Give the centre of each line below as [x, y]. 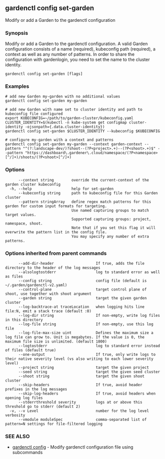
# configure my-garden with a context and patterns [59, 140]
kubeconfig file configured [34, 114]
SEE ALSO [18, 436]
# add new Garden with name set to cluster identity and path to [74, 110]
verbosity [15, 415]
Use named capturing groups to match [110, 210]
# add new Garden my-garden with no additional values [63, 97]
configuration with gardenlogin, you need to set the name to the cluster [78, 59]
